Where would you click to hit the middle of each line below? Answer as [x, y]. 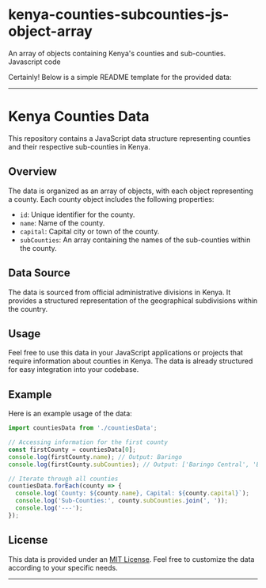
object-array [50, 31]
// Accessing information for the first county [88, 442]
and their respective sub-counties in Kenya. [79, 146]
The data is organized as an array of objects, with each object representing [131, 191]
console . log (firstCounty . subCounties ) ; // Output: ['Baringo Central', [129, 465]
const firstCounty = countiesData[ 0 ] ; [72, 450]
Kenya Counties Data [79, 117]
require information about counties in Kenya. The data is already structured [131, 361]
